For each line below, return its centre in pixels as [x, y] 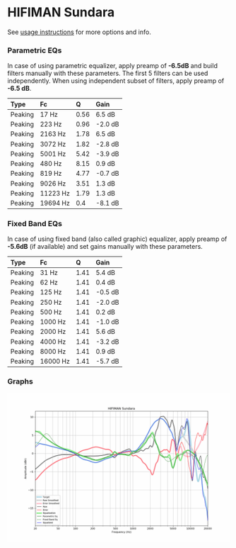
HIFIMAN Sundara [61, 12]
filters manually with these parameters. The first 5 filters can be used [108, 73]
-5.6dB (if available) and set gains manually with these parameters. [105, 247]
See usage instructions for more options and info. [79, 32]
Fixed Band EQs [35, 223]
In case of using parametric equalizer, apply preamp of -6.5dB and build [112, 66]
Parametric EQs [35, 50]
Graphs [20, 381]
